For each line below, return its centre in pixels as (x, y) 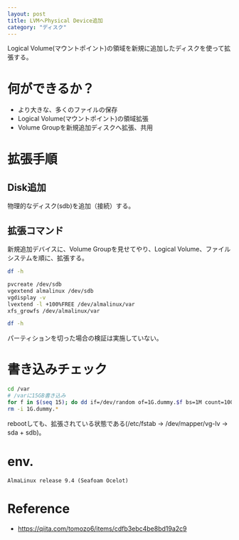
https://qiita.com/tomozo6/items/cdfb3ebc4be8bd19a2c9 (102, 529)
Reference (38, 508)
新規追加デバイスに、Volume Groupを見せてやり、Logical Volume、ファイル (119, 249)
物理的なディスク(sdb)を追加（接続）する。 (71, 206)
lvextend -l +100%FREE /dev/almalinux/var (71, 304)
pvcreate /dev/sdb (34, 284)
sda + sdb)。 (26, 432)
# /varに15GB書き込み (37, 396)
